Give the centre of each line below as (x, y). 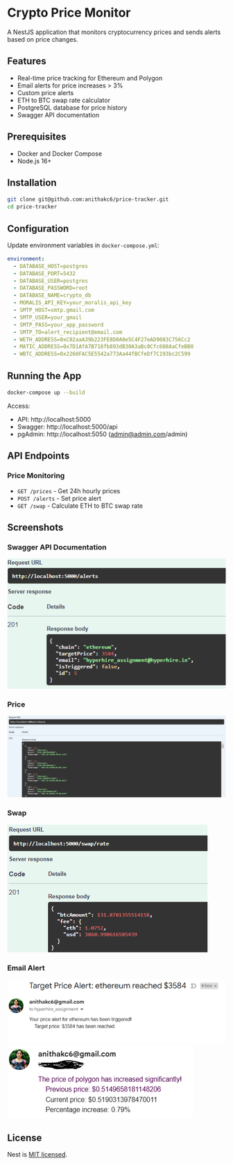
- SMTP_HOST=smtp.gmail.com (54, 311)
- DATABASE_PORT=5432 (45, 273)
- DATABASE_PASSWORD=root (51, 288)
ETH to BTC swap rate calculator (64, 100)
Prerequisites (37, 137)
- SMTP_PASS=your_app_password (59, 324)
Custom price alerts (45, 92)
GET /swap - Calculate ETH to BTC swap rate (80, 506)
